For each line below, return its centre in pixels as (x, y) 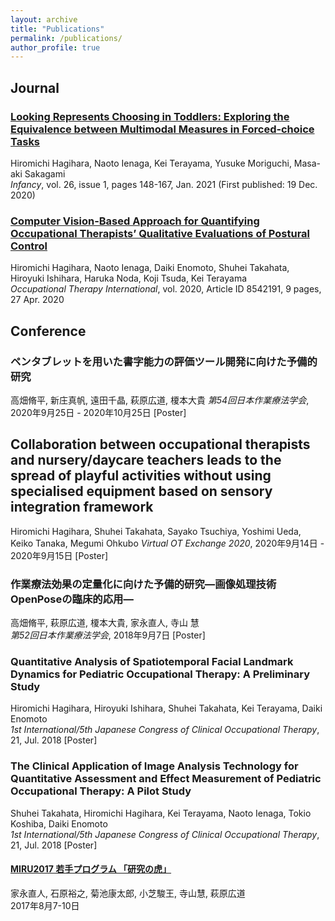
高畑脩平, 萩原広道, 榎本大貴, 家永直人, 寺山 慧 (105, 623)
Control (29, 246)
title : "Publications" (57, 29)
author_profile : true (55, 47)
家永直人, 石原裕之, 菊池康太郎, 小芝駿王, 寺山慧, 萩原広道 (128, 893)
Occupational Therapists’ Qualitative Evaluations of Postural (160, 233)
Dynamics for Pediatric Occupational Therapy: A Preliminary (160, 674)
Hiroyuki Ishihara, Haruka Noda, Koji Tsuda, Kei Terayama (129, 278)
